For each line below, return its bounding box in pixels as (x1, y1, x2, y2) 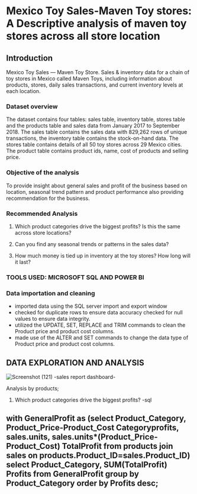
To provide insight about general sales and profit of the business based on (6, 182, 188, 189)
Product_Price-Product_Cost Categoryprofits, (6, 423, 179, 433)
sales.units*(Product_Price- (51, 432, 158, 442)
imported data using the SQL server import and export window (14, 302, 167, 310)
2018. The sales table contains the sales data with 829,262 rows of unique (6, 129, 188, 136)
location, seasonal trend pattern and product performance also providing (6, 188, 184, 195)
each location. (6, 88, 41, 94)
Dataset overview (6, 102, 58, 110)
